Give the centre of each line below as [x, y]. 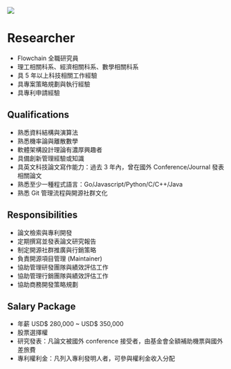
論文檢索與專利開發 [45, 232]
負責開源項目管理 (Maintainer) [59, 258]
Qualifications [38, 115]
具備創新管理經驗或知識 [50, 158]
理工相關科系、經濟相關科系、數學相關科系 [78, 66]
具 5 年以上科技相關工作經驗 [57, 75]
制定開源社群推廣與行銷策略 [57, 249]
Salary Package [41, 306]
